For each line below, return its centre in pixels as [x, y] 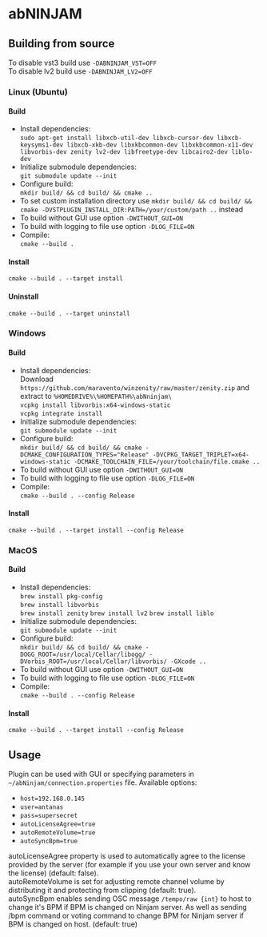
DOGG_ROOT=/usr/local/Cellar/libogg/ [83, 654]
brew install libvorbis [60, 605]
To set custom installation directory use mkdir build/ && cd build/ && [136, 201]
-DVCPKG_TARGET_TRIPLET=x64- [201, 454]
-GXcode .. [189, 662]
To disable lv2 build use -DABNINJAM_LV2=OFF [81, 71]
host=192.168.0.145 [52, 798]
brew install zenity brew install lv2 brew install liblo [117, 613]
